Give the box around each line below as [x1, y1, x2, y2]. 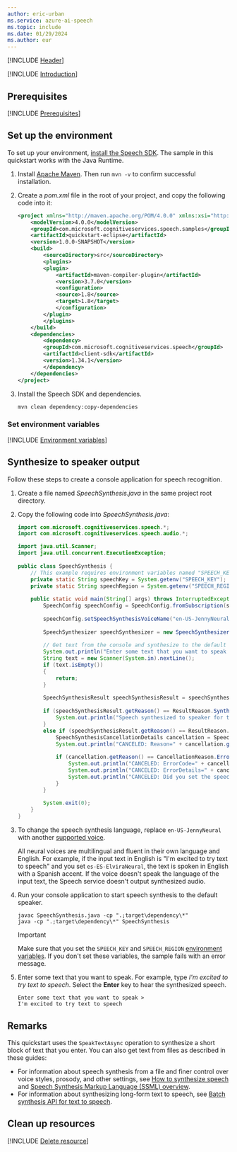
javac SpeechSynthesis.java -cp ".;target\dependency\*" [17, 912, 189, 919]
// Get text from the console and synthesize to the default [43, 641, 227, 649]
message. [17, 959, 47, 968]
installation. [17, 177, 51, 186]
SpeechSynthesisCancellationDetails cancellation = [55, 734, 211, 741]
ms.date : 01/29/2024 [7, 30, 68, 38]
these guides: [7, 1053, 47, 1062]
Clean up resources [7, 1118, 95, 1130]
